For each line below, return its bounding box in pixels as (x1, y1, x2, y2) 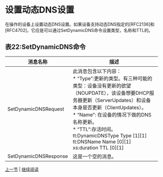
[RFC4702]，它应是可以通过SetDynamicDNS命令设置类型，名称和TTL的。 (5, 27, 153, 33)
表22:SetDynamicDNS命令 (5, 43, 86, 51)
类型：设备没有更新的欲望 (72, 82, 131, 89)
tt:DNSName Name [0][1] (72, 138, 131, 145)
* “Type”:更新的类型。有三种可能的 (72, 75, 153, 82)
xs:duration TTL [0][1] (72, 144, 124, 151)
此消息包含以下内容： (72, 68, 122, 74)
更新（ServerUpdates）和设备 (82, 97, 151, 103)
